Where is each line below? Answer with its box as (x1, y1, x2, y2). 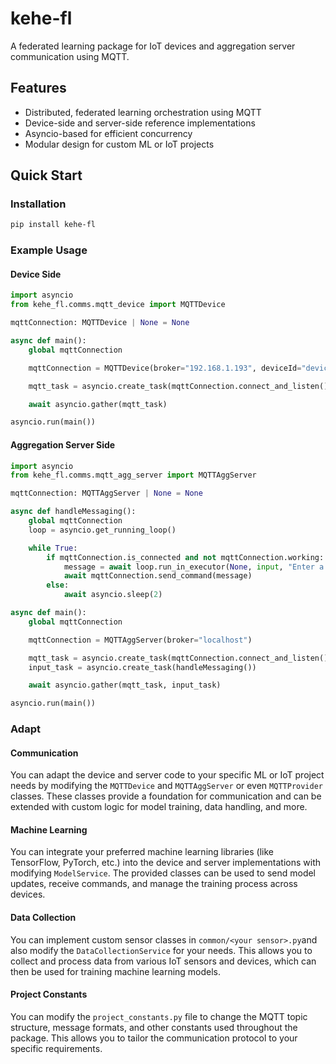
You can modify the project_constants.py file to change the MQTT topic (10, 1010, 308, 1022)
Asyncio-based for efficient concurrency (24, 127, 193, 139)
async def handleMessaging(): (10, 507, 137, 517)
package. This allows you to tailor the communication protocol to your (10, 1032, 298, 1044)
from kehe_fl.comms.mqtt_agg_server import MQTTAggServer (10, 470, 257, 481)
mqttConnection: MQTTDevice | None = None (10, 318, 190, 328)
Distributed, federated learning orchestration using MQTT (24, 106, 262, 118)
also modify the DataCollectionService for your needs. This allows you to (10, 944, 313, 956)
